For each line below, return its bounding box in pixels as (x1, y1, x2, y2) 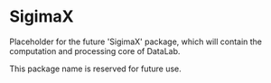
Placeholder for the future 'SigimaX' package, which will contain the (9, 36, 263, 47)
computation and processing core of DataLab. (9, 45, 181, 56)
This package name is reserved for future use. (9, 63, 182, 74)
